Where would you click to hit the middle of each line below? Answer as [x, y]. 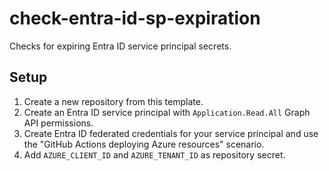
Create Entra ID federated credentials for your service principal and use [171, 133]
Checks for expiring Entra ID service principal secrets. [120, 46]
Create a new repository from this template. [113, 101]
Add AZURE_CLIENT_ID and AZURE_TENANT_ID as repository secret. [154, 154]
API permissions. [58, 123]
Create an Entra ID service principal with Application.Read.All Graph [167, 112]
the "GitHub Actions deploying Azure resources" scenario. [144, 144]
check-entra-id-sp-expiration [135, 18]
